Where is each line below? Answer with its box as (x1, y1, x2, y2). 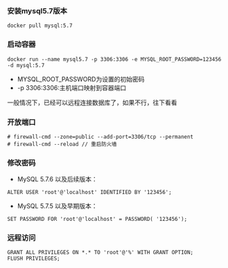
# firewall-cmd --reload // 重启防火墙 (7, 141, 117, 148)
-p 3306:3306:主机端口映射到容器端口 (17, 83, 127, 91)
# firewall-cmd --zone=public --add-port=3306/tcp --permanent (7, 133, 194, 140)
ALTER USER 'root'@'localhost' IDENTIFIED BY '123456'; (7, 189, 172, 196)
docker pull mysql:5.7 (7, 22, 73, 29)
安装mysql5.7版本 (7, 6, 68, 15)
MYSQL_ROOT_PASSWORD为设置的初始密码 (17, 75, 145, 83)
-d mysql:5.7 (7, 62, 45, 69)
